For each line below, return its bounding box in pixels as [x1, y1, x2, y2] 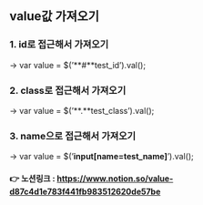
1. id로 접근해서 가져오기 [9, 38, 109, 51]
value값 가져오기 [9, 8, 100, 25]
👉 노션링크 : [9, 172, 56, 184]
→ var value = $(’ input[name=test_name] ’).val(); [9, 151, 194, 162]
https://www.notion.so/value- [56, 172, 174, 184]
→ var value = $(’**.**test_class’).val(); [9, 105, 155, 116]
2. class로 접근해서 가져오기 [9, 84, 127, 97]
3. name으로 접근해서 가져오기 [9, 129, 137, 142]
